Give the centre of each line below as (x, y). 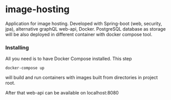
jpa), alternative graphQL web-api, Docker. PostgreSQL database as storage (85, 29)
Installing (17, 47)
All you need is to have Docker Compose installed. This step (69, 59)
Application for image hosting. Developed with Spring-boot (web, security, (84, 23)
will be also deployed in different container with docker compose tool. (79, 34)
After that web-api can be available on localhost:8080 (62, 93)
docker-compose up (25, 68)
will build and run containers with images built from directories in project (82, 78)
